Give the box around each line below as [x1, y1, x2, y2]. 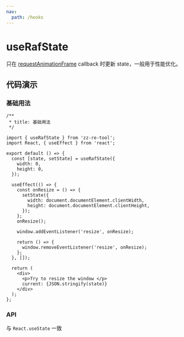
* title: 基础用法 [8, 119, 51, 125]
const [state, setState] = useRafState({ [11, 156, 116, 162]
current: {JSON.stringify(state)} [21, 281, 108, 287]
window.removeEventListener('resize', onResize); [21, 245, 147, 251]
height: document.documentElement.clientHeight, [27, 203, 150, 209]
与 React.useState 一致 [6, 324, 62, 332]
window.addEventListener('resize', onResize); [17, 229, 134, 235]
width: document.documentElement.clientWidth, [27, 197, 145, 203]
